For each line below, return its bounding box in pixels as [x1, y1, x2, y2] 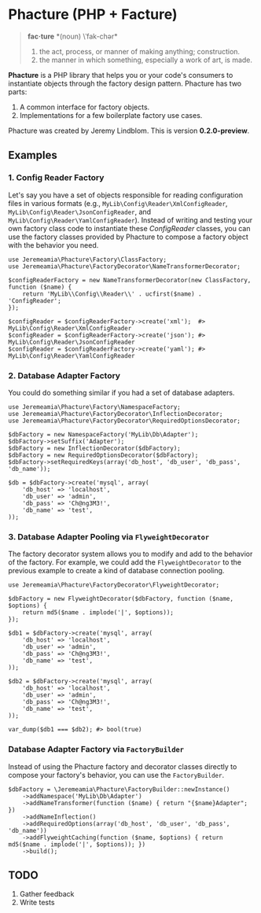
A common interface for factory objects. [19, 102, 150, 112]
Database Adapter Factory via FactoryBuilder [8, 744, 185, 755]
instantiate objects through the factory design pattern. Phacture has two [8, 79, 242, 88]
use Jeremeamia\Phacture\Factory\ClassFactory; [8, 256, 167, 263]
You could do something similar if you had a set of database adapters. [8, 388, 235, 397]
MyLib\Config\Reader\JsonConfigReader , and [8, 207, 152, 216]
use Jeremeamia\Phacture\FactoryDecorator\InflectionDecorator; [8, 410, 223, 418]
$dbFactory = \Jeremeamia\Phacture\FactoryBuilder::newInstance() [8, 785, 230, 793]
